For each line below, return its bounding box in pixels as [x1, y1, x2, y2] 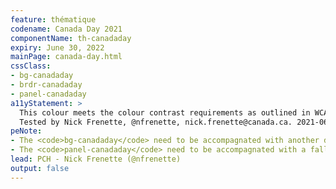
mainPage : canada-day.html [10, 52, 123, 62]
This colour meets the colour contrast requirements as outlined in [19, 107, 311, 118]
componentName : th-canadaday [10, 33, 132, 43]
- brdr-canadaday [10, 80, 83, 90]
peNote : [10, 126, 43, 136]
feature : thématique [10, 14, 97, 25]
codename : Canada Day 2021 [10, 24, 123, 34]
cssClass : [10, 61, 52, 71]
